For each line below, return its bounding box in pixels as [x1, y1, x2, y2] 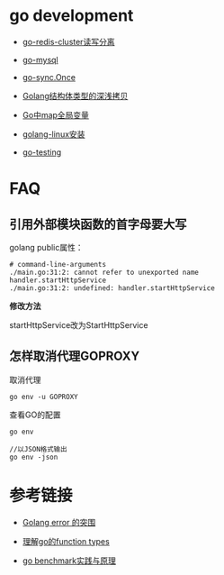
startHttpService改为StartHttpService [9, 319, 148, 330]
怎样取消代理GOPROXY [9, 349, 140, 364]
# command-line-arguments [9, 260, 106, 269]
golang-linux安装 [22, 128, 85, 140]
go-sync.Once [22, 71, 76, 82]
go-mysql [22, 54, 58, 65]
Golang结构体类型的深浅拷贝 [22, 90, 129, 101]
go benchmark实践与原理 [22, 555, 117, 566]
